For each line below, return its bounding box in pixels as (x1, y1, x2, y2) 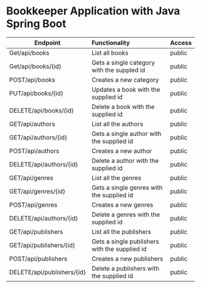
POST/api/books (9, 75, 56, 84)
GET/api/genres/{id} (9, 187, 66, 195)
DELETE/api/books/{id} (9, 106, 74, 114)
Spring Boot (6, 17, 66, 31)
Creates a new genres (92, 201, 154, 209)
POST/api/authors (9, 147, 60, 155)
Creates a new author (92, 147, 153, 155)
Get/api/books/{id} (9, 62, 62, 70)
